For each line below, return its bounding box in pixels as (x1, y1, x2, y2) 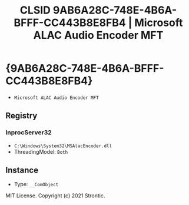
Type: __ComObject (14, 181, 59, 188)
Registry (5, 111, 38, 121)
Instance (5, 166, 39, 176)
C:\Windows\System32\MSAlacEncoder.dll (14, 143, 112, 149)
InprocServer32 (5, 128, 52, 137)
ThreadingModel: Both (14, 148, 68, 155)
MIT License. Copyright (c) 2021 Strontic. (5, 192, 105, 199)
